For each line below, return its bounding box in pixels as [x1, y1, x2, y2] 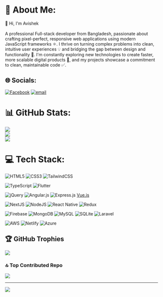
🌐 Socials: [5, 76, 37, 84]
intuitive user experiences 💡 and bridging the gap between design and [5, 46, 146, 52]
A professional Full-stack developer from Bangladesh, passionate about [5, 31, 148, 36]
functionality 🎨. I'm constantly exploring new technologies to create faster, [5, 51, 154, 57]
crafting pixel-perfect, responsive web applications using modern [5, 36, 136, 42]
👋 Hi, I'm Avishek [5, 20, 39, 26]
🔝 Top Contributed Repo [5, 262, 63, 269]
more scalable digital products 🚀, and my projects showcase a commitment [5, 57, 155, 63]
